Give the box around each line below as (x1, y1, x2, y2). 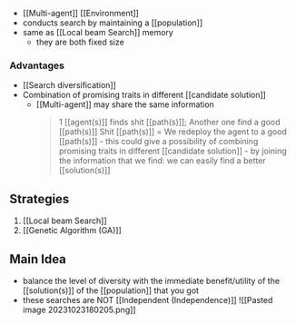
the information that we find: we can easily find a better (58, 155, 266, 166)
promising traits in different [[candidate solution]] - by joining (58, 145, 288, 157)
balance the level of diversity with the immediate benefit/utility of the (22, 275, 280, 286)
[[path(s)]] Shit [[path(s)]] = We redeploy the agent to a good (58, 126, 288, 137)
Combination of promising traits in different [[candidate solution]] (22, 90, 266, 101)
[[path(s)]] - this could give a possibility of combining (58, 136, 259, 147)
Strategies (9, 191, 70, 207)
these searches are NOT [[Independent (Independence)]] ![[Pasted (22, 294, 273, 305)
